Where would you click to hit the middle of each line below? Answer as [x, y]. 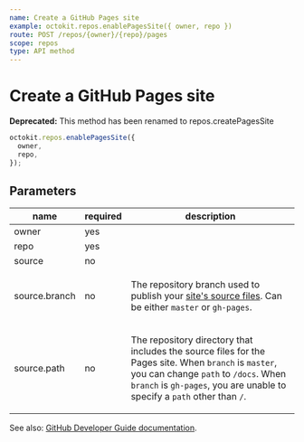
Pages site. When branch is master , [204, 362]
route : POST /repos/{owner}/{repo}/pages [89, 34]
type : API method [42, 52]
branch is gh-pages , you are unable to [209, 385]
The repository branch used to [195, 285]
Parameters [43, 191]
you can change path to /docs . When [209, 374]
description [210, 216]
